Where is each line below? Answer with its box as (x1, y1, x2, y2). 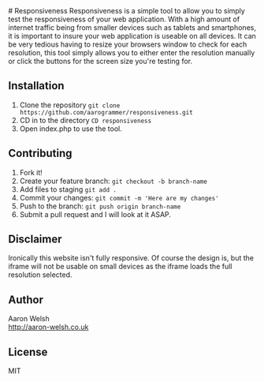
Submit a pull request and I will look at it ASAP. (19, 209, 172, 219)
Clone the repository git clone (19, 100, 121, 110)
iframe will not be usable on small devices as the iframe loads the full (8, 262, 232, 272)
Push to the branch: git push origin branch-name (19, 201, 181, 211)
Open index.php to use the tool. (19, 124, 122, 133)
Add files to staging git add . (19, 184, 117, 194)
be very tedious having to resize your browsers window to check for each (8, 39, 247, 49)
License (8, 345, 48, 358)
